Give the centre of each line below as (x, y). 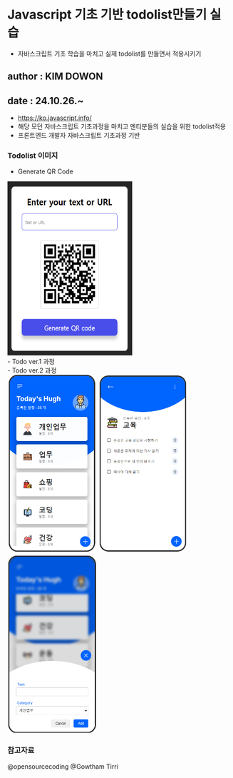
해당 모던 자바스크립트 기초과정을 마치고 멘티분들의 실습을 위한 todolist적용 (122, 126)
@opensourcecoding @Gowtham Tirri (63, 766)
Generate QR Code (45, 171)
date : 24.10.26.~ (46, 101)
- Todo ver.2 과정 (32, 370)
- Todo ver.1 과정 (31, 362)
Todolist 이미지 (33, 156)
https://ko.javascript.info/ (55, 118)
